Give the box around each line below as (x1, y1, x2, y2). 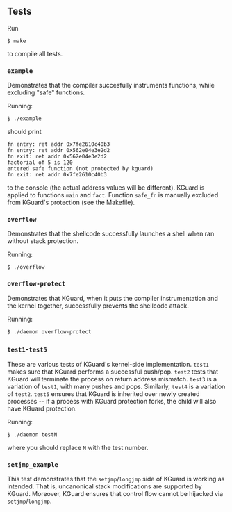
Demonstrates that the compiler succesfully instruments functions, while (7, 81, 215, 90)
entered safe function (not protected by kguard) (7, 165, 154, 172)
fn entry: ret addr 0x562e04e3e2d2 (7, 147, 110, 154)
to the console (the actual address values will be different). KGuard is (7, 183, 205, 192)
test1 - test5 (7, 344, 47, 354)
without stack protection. (7, 237, 78, 245)
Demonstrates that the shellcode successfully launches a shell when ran (7, 229, 215, 238)
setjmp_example (7, 461, 59, 468)
